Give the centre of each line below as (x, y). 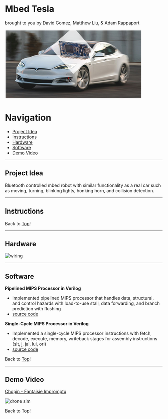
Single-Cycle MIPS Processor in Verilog (47, 324)
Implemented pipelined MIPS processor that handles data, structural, (83, 298)
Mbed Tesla (30, 9)
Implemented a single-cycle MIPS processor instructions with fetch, (82, 333)
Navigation (28, 118)
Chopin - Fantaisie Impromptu (36, 391)
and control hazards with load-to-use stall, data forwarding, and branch (86, 303)
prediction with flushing (37, 309)
